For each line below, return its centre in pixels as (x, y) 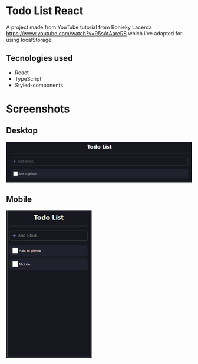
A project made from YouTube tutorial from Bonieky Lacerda (79, 27)
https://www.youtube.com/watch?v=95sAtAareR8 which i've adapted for (94, 33)
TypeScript (28, 78)
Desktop (22, 131)
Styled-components (39, 85)
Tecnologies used (39, 58)
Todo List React (45, 11)
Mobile (19, 199)
